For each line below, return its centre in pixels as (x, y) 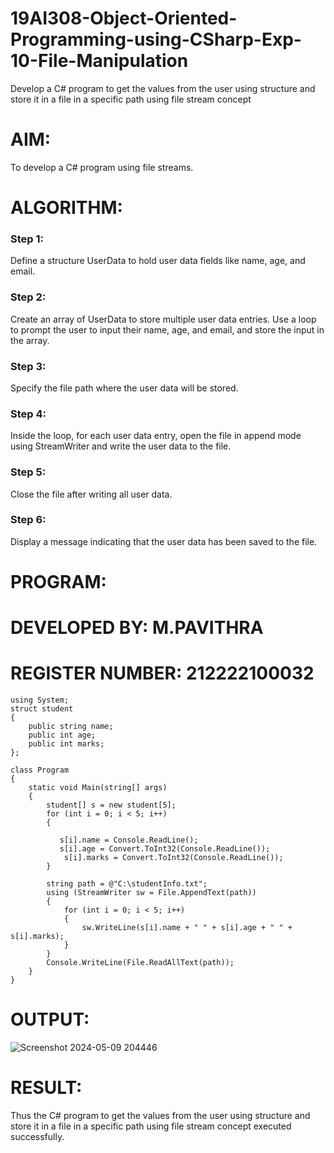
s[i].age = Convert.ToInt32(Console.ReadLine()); (165, 849)
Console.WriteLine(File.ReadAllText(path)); (140, 963)
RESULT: (46, 1088)
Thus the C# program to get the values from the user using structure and (160, 1116)
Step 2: (28, 297)
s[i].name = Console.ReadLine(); (129, 840)
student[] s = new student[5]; (111, 805)
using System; (40, 700)
